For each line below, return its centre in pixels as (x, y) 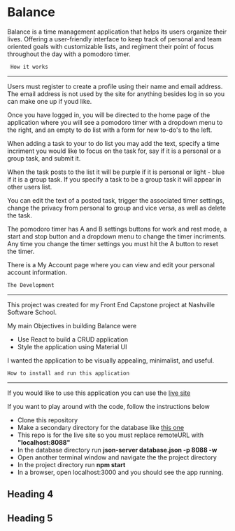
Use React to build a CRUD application (73, 339)
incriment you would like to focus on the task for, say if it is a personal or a (114, 151)
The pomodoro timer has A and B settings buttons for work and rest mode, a (117, 229)
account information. (37, 272)
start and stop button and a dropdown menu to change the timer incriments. (116, 236)
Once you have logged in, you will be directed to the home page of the (109, 115)
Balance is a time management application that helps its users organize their (117, 32)
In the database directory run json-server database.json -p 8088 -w (117, 450)
